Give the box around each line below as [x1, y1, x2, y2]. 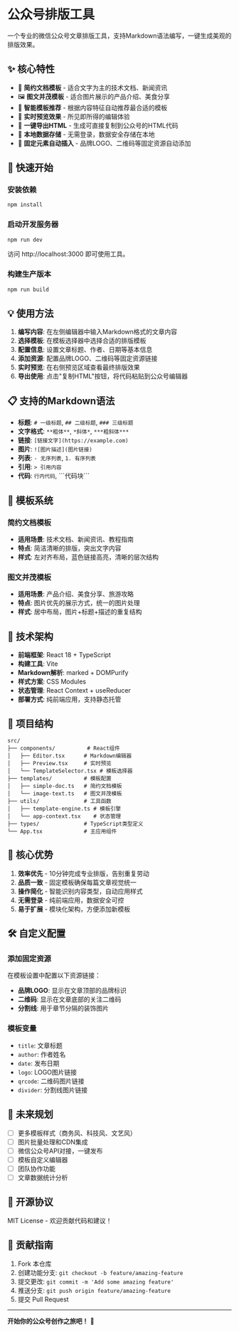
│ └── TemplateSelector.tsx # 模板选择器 [7, 767, 133, 774]
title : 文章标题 [17, 1041, 63, 1050]
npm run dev [7, 236, 43, 243]
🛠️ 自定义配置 [7, 927, 66, 939]
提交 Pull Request [17, 1295, 69, 1304]
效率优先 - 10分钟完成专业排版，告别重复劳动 [17, 869, 149, 878]
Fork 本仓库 [17, 1259, 52, 1268]
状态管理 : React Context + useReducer [17, 686, 132, 695]
